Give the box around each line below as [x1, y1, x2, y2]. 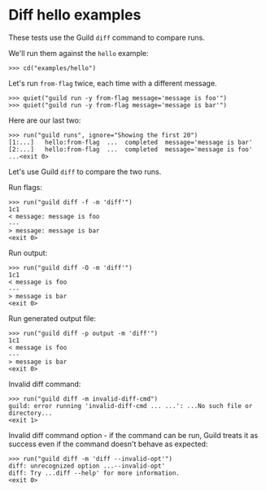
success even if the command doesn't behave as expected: [8, 439, 208, 449]
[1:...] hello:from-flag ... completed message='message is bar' [8, 138, 253, 146]
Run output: [8, 248, 48, 258]
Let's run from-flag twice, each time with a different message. [8, 78, 217, 88]
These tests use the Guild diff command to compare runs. [8, 33, 206, 42]
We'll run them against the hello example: [8, 48, 149, 58]
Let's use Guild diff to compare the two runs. [8, 167, 162, 176]
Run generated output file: [8, 313, 96, 323]
